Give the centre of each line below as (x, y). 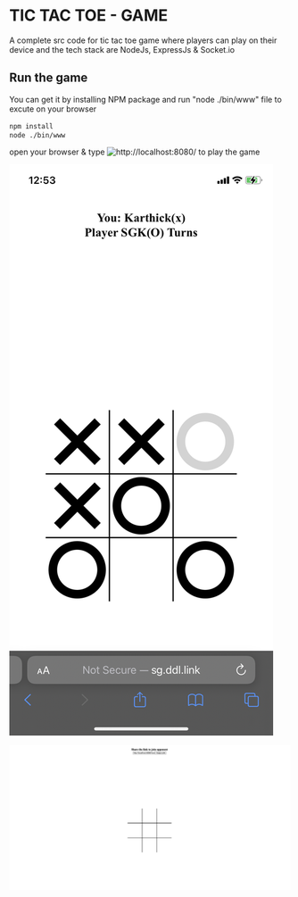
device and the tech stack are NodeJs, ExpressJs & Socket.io (122, 49)
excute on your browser (53, 109)
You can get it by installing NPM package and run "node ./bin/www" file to (146, 99)
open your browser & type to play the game (135, 152)
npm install (31, 126)
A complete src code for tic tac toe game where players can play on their (143, 40)
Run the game (49, 78)
